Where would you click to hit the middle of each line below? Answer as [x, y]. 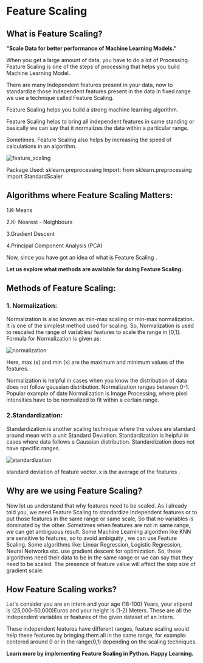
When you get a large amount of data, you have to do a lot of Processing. [98, 60]
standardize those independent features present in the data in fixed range [99, 91]
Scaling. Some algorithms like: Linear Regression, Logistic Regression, [94, 544]
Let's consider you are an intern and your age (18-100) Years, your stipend [99, 604]
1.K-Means [19, 210]
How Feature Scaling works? [62, 590]
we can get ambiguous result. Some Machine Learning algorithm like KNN [99, 531]
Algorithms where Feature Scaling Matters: [90, 195]
